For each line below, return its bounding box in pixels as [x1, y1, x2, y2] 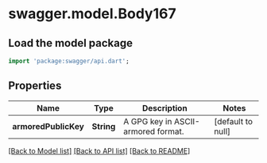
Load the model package [8, 36, 133, 50]
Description [141, 102, 188, 113]
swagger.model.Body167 [8, 5, 176, 23]
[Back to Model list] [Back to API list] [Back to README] [8, 146, 191, 155]
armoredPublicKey [12, 120, 85, 131]
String [91, 120, 116, 131]
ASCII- [173, 116, 200, 127]
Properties [8, 79, 62, 93]
